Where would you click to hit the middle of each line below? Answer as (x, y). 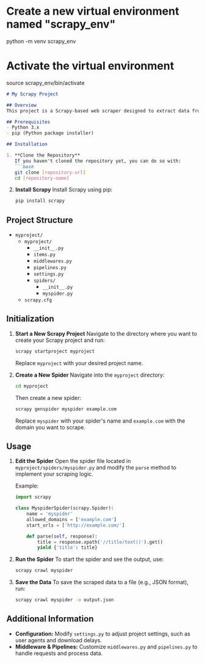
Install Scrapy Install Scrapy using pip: (64, 190)
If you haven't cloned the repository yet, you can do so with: (98, 161)
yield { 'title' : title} (67, 548)
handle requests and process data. (59, 653)
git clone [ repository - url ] (50, 172)
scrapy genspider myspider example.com (66, 409)
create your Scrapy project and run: (60, 340)
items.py (45, 255)
